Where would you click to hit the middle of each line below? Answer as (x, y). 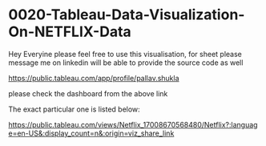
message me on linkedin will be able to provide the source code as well (126, 63)
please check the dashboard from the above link (88, 93)
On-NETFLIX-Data (70, 32)
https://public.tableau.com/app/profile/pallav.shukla (94, 78)
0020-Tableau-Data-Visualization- (127, 15)
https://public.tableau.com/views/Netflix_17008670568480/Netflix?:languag (133, 124)
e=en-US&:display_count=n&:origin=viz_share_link (91, 133)
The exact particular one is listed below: (74, 109)
